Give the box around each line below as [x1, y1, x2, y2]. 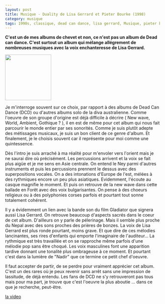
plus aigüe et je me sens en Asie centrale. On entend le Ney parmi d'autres [5, 161, 157, 167]
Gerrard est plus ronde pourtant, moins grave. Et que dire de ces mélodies [5, 228, 156, 234]
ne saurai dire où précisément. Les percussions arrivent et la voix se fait [5, 156, 151, 162]
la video [5, 294, 21, 300]
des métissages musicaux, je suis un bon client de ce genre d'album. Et [5, 131, 150, 137]
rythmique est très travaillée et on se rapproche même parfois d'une [5, 238, 143, 244]
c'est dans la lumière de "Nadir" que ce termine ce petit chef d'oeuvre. [5, 254, 148, 260]
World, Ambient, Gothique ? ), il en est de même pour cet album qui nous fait [5, 120, 160, 126]
